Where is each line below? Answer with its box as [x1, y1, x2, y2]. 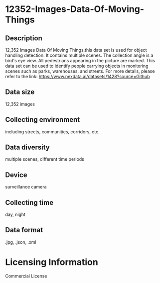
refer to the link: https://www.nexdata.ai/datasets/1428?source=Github [5, 74, 150, 79]
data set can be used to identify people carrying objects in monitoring [5, 63, 149, 69]
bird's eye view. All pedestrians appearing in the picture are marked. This [5, 58, 156, 63]
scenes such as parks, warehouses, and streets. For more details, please [5, 68, 155, 74]
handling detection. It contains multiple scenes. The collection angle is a [5, 52, 154, 58]
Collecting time [5, 198, 54, 207]
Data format [5, 226, 43, 234]
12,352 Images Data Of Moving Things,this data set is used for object [5, 47, 147, 53]
